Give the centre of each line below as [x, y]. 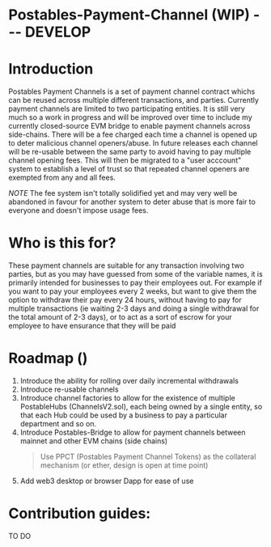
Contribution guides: [80, 513]
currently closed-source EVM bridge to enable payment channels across [129, 126]
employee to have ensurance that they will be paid [92, 326]
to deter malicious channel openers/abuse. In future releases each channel [133, 143]
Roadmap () [48, 358]
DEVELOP [58, 32]
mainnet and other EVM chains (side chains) [94, 441]
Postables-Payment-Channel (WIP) [129, 15]
